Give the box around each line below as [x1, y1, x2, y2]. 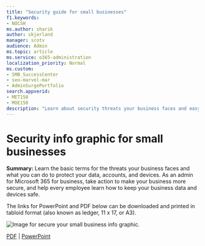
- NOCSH [6, 20, 26, 26]
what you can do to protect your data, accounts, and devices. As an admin [6, 172, 193, 179]
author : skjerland [6, 32, 53, 38]
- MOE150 [6, 99, 29, 106]
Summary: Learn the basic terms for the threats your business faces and [6, 165, 190, 172]
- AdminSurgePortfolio [6, 83, 64, 89]
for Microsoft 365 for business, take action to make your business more [6, 178, 186, 185]
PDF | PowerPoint [6, 233, 51, 240]
